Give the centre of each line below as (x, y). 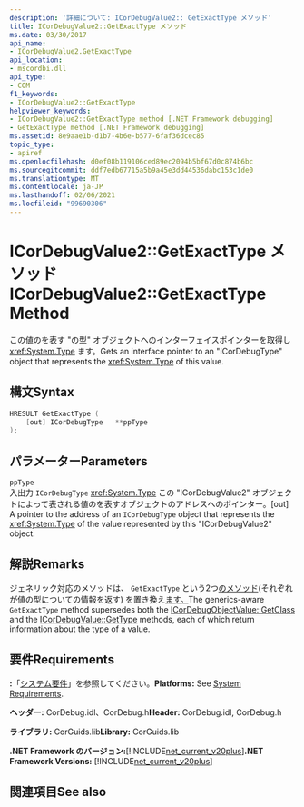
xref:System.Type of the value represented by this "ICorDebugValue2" (141, 524)
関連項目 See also (58, 792)
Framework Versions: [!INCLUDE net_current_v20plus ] (111, 761)
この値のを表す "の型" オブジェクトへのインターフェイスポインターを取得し (150, 339)
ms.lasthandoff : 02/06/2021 (63, 195)
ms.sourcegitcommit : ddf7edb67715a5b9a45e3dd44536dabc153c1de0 (132, 170)
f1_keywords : (34, 94)
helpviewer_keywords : (50, 111)
